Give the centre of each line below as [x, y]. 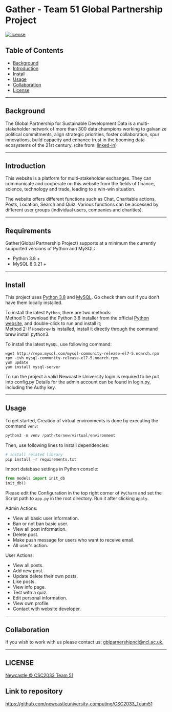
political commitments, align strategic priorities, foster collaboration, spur [82, 134]
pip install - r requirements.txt [41, 459]
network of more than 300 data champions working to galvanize [99, 128]
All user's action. [30, 546]
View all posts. [28, 565]
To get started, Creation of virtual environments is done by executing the [82, 420]
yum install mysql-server [33, 367]
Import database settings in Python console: [52, 469]
